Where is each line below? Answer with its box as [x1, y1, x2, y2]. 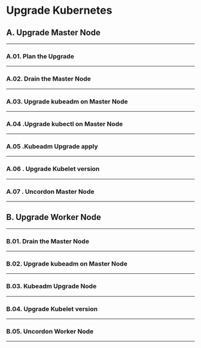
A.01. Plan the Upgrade [6, 52, 75, 60]
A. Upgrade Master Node [6, 28, 100, 38]
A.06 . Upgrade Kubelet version [6, 165, 100, 173]
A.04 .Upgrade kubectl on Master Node [6, 120, 123, 128]
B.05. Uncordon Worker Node [6, 327, 94, 335]
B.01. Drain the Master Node [6, 237, 90, 245]
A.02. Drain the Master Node [6, 75, 92, 83]
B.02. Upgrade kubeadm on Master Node [6, 260, 127, 268]
